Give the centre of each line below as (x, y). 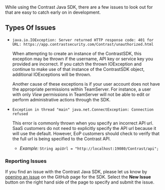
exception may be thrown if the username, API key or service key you (83, 59)
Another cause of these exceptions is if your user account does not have (86, 84)
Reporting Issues (26, 161)
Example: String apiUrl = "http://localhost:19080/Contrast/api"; (89, 148)
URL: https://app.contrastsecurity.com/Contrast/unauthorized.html (83, 44)
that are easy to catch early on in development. (53, 12)
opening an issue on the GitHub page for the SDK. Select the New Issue (78, 177)
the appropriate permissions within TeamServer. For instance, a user (82, 89)
